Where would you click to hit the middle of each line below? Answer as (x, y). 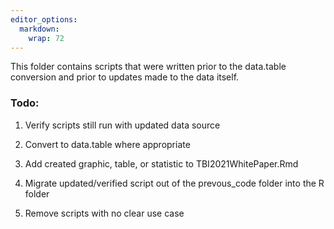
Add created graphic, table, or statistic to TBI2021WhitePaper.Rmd (161, 163)
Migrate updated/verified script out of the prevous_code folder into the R (174, 183)
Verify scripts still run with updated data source (122, 125)
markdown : (39, 29)
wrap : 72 (46, 38)
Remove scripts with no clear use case (104, 213)
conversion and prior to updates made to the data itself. (125, 77)
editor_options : (44, 19)
